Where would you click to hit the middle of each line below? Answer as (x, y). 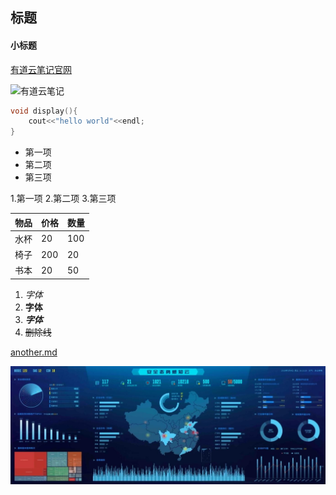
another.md (34, 352)
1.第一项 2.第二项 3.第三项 (63, 199)
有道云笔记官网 (41, 69)
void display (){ (44, 111)
